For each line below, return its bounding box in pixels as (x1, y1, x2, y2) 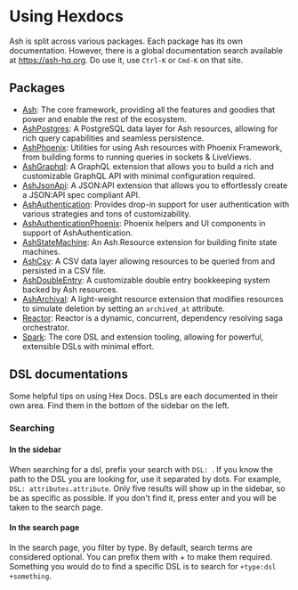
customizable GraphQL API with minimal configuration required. (21, 170, 256, 181)
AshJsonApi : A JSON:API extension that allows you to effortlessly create (21, 180, 288, 191)
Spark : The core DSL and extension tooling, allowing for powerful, (21, 332, 264, 342)
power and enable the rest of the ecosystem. (21, 113, 187, 124)
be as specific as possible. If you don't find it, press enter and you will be (9, 492, 278, 503)
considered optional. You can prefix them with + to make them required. (9, 551, 273, 562)
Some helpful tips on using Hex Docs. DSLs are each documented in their (9, 390, 278, 401)
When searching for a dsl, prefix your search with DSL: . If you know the (9, 463, 274, 474)
